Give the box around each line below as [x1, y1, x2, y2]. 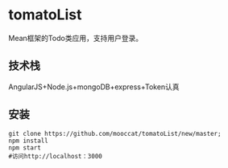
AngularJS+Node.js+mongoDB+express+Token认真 [8, 82, 180, 92]
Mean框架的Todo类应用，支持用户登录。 [8, 33, 143, 43]
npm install [8, 137, 48, 145]
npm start [8, 143, 42, 152]
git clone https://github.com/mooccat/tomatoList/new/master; [8, 129, 222, 137]
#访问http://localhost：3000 [8, 152, 103, 160]
